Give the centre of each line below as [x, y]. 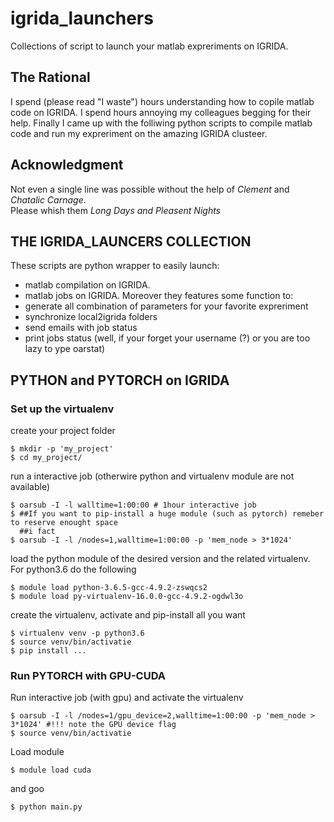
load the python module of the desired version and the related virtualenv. [160, 559]
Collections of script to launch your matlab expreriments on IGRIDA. [149, 46]
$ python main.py [46, 807]
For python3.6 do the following [73, 569]
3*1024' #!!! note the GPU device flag [93, 725]
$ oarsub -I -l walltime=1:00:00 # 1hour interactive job [133, 505]
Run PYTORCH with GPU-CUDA [88, 675]
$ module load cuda [51, 770]
